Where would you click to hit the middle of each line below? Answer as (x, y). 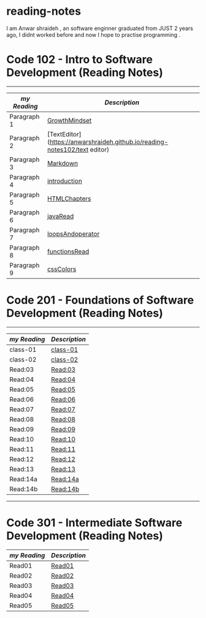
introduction (65, 181)
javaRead (60, 216)
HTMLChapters (69, 199)
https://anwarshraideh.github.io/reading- (109, 142)
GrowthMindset (69, 120)
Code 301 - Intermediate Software (94, 523)
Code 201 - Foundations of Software (100, 300)
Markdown (63, 163)
